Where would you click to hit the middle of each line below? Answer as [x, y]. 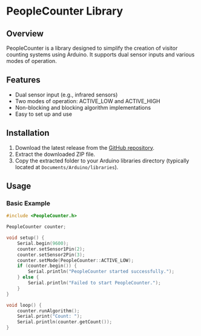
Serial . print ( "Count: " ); [50, 317]
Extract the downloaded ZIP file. [55, 154]
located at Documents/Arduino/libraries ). [67, 167]
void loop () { [24, 305]
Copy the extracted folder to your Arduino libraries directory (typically [102, 160]
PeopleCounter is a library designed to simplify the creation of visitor [92, 48]
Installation [28, 133]
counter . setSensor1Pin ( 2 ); [51, 249]
